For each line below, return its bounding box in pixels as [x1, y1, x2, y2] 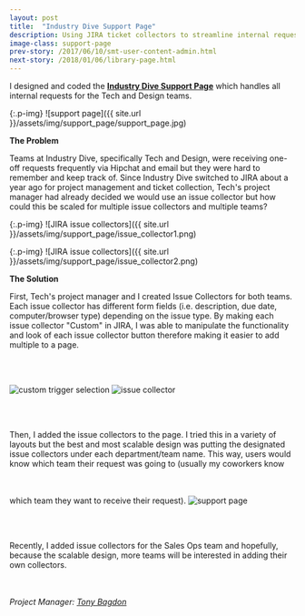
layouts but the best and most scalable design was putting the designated [9, 439, 286, 449]
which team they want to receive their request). [9, 495, 186, 506]
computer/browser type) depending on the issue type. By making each [9, 310, 274, 321]
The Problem [9, 136, 59, 146]
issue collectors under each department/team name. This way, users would [9, 449, 291, 459]
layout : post [9, 13, 59, 23]
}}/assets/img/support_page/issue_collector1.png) [9, 228, 197, 239]
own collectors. [9, 560, 67, 570]
